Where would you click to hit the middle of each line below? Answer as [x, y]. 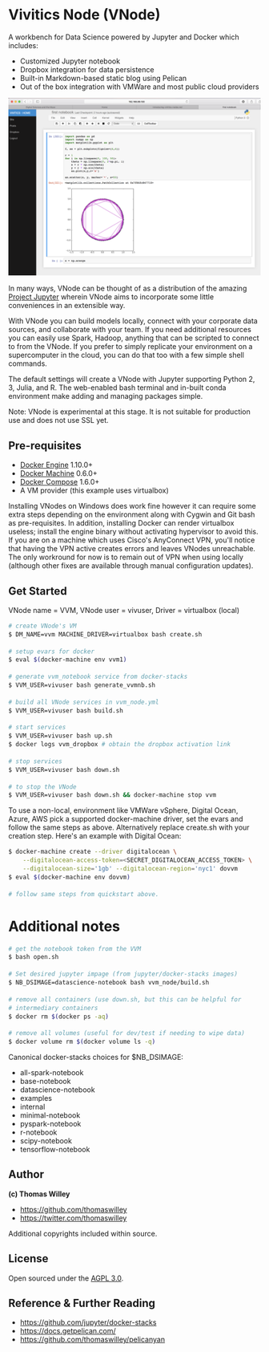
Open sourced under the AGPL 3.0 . [66, 1278]
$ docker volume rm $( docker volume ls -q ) [82, 1042]
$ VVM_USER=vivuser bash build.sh [66, 711]
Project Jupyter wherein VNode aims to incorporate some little [111, 297]
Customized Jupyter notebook [70, 61]
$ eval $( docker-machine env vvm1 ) [68, 660]
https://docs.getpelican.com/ [68, 1331]
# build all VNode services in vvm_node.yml [84, 702]
